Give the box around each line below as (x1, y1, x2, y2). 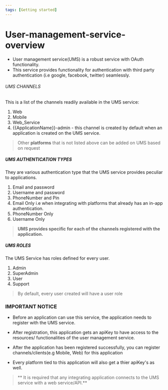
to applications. (5, 174, 37, 180)
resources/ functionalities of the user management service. (12, 335, 135, 340)
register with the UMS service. (12, 320, 76, 325)
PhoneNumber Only (12, 211, 54, 217)
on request (17, 145, 40, 151)
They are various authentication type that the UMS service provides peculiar (5, 169, 163, 175)
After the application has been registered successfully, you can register (12, 344, 160, 350)
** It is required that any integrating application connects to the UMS (17, 374, 159, 380)
